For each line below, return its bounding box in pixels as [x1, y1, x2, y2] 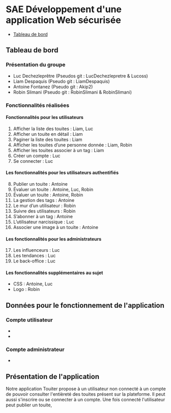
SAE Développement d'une [6, 4, 122, 15]
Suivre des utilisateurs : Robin [13, 208, 76, 214]
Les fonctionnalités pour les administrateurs [6, 235, 102, 242]
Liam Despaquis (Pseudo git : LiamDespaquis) [13, 78, 110, 84]
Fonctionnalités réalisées [6, 102, 70, 109]
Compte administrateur [6, 346, 65, 353]
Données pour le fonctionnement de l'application [6, 301, 165, 310]
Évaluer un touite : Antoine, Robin [13, 192, 83, 198]
